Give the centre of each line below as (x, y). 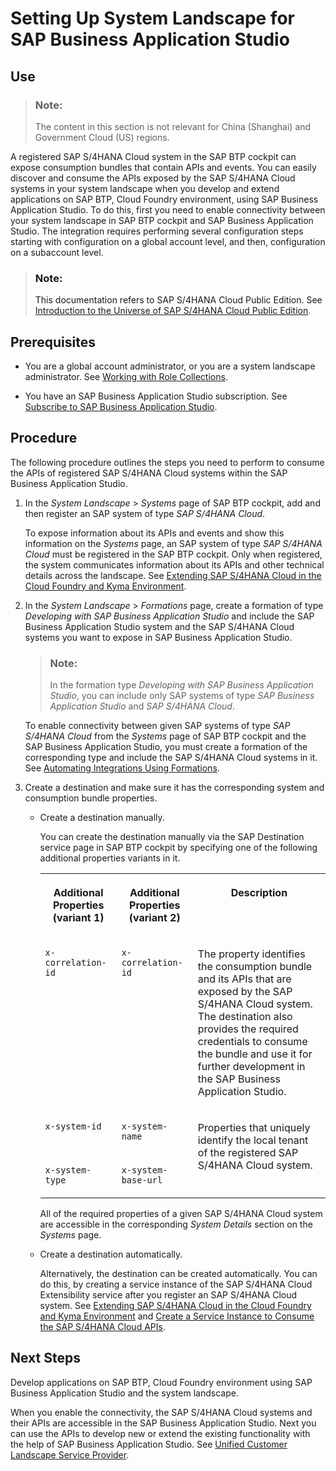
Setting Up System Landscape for (152, 18)
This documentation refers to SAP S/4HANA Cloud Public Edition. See (178, 300)
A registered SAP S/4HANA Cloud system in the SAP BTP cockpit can (153, 156)
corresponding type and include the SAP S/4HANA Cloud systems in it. (171, 758)
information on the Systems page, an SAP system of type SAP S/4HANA (173, 543)
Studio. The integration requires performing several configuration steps (157, 231)
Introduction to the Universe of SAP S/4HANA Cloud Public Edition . (173, 311)
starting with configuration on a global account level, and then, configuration (168, 241)
